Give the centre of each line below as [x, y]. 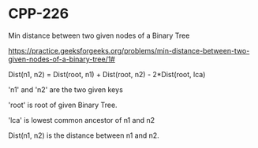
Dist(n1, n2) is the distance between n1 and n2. [84, 135]
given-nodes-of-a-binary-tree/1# [62, 59]
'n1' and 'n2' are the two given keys [66, 89]
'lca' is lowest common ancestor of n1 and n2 [82, 120]
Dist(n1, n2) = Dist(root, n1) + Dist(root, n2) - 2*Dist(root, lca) [107, 74]
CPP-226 [39, 14]
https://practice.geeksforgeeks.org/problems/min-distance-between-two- [129, 50]
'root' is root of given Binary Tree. [63, 105]
